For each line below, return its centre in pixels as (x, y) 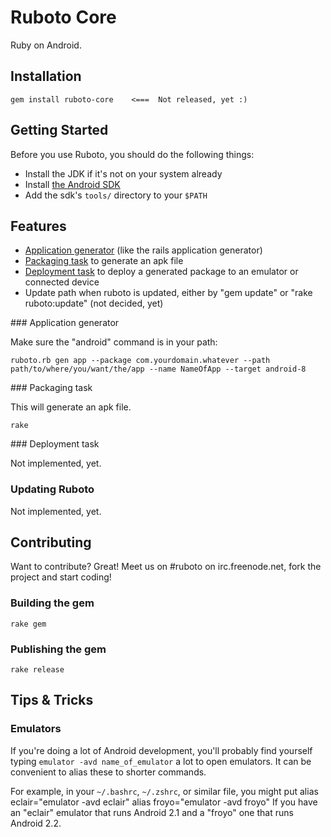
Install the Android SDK (72, 184)
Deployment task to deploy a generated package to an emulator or (161, 272)
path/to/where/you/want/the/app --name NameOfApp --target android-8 (158, 369)
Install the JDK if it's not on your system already (123, 173)
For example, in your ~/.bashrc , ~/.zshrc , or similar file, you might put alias (164, 791)
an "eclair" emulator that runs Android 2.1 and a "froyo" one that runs (152, 812)
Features (38, 226)
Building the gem (52, 603)
